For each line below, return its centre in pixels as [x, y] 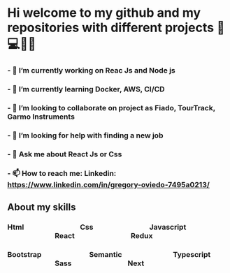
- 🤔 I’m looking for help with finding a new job [85, 135]
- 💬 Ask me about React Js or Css [65, 154]
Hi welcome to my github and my [104, 13]
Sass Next [100, 263]
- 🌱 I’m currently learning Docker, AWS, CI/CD [86, 89]
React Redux [104, 236]
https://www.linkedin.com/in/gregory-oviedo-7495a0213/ [108, 184]
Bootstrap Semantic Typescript [109, 254]
